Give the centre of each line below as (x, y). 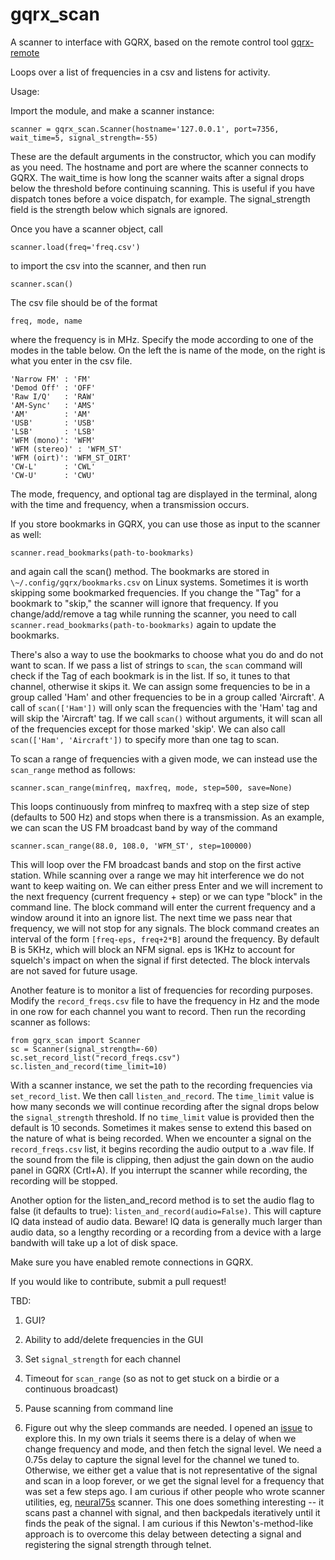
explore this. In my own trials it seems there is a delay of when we (160, 1438)
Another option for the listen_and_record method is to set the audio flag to (162, 1200)
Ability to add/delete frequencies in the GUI (114, 1339)
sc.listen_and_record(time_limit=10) (89, 1066)
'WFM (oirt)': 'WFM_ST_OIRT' (71, 458)
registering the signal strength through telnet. (118, 1544)
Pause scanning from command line (99, 1408)
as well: (26, 534)
